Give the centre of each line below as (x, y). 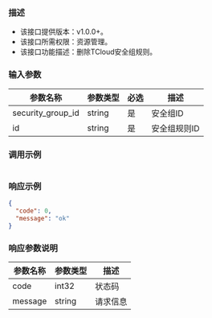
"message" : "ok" (43, 218)
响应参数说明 (33, 248)
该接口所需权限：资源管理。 (66, 42)
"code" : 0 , (34, 211)
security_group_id (46, 113)
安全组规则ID (175, 128)
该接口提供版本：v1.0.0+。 (64, 32)
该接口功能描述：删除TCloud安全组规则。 (88, 52)
